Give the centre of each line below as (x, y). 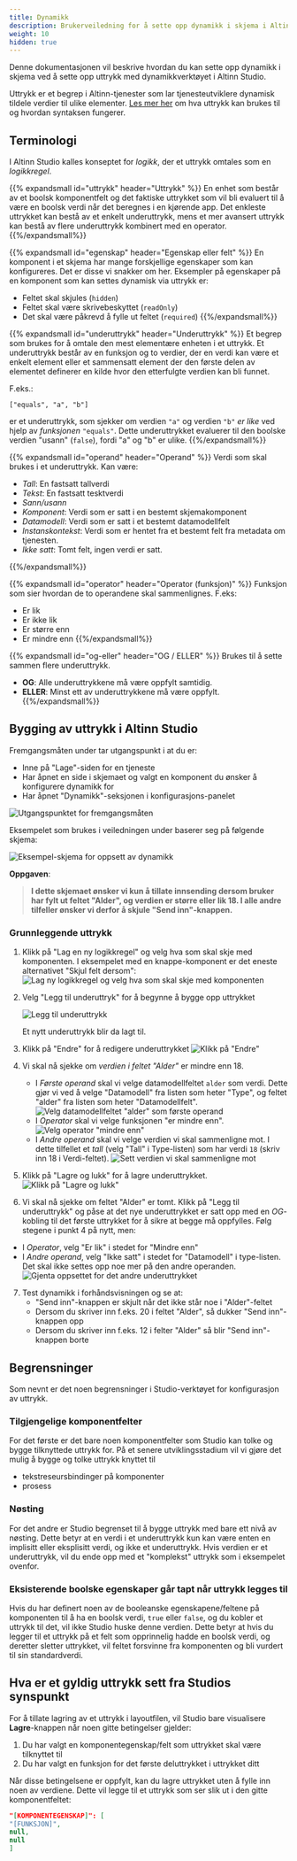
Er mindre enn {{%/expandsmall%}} (87, 639)
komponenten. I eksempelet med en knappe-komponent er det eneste (149, 961)
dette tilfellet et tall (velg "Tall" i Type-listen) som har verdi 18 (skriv (157, 1149)
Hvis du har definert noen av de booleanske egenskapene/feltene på (134, 1608)
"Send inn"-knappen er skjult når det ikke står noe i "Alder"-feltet (153, 1302)
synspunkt (39, 1697)
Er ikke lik (39, 620)
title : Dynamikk (39, 17)
